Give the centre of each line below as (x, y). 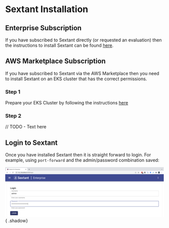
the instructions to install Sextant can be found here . (59, 45)
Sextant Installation (47, 9)
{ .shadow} (17, 220)
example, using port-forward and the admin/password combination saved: (82, 160)
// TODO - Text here (26, 127)
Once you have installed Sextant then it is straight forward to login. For (78, 155)
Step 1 (13, 92)
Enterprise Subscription (44, 28)
